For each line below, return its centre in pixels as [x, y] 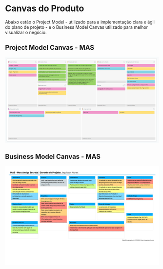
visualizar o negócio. [26, 32]
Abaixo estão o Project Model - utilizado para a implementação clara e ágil [80, 22]
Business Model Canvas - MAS [53, 157]
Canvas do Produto [45, 9]
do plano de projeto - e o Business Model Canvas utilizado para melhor [76, 27]
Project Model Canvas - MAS [50, 48]
